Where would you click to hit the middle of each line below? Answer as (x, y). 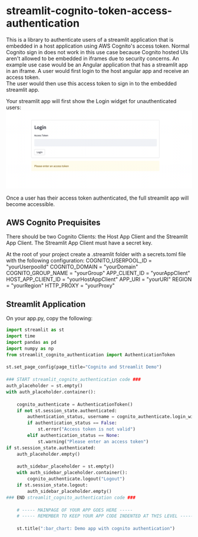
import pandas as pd (32, 342)
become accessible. (30, 204)
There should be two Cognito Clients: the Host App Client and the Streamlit (97, 237)
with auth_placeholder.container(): (51, 392)
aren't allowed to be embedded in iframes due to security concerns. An (93, 58)
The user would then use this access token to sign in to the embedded (91, 83)
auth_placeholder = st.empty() (44, 386)
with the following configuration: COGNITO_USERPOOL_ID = (79, 261)
